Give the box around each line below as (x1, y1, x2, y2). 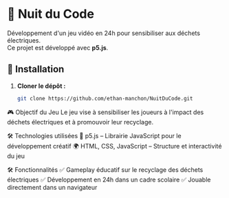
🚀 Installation (7, 63, 65, 75)
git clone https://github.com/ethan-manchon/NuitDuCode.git (17, 95, 193, 102)
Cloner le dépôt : (17, 82, 66, 90)
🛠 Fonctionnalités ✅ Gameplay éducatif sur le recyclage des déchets (7, 165, 204, 174)
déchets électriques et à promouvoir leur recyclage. (7, 118, 153, 126)
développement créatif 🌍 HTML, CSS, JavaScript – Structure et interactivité (7, 142, 222, 150)
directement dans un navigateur (7, 183, 98, 191)
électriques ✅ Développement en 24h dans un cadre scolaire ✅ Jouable (7, 175, 211, 184)
